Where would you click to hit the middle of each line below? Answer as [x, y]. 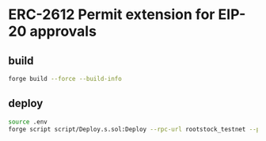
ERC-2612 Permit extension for [112, 15]
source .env [28, 122]
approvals [63, 31]
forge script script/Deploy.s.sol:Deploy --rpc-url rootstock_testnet [127, 129]
